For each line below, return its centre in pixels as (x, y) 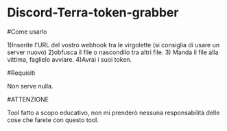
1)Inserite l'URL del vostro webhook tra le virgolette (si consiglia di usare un (113, 45)
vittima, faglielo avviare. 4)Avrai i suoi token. (70, 59)
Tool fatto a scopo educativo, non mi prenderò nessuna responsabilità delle (113, 112)
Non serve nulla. (30, 86)
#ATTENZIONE (28, 99)
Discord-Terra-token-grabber (93, 13)
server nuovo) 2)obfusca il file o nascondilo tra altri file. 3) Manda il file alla (113, 52)
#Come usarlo (27, 32)
